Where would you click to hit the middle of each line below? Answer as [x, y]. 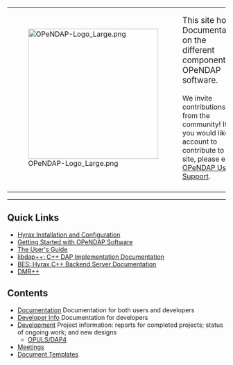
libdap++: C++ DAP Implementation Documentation [91, 257]
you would [199, 133]
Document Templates [48, 354]
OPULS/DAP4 [47, 339]
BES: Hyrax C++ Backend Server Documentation [87, 264]
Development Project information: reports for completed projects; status [120, 325]
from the [196, 116]
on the [195, 40]
